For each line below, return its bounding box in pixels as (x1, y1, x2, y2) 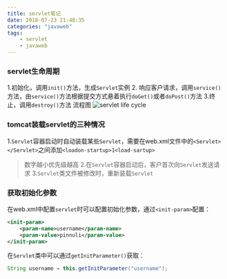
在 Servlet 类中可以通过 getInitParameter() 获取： (7, 251, 145, 260)
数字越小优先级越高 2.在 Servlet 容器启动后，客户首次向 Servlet (23, 160, 202, 168)
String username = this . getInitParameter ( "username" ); (7, 265, 168, 272)
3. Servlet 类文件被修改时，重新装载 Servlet (32, 169, 154, 177)
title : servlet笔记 (7, 10, 61, 17)
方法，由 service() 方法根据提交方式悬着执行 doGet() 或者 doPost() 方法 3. (7, 92, 210, 100)
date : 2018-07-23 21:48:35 (7, 17, 85, 24)
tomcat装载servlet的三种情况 (7, 120, 106, 129)
